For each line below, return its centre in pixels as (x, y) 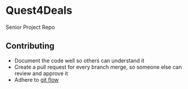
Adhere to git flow (37, 79)
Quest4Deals (39, 11)
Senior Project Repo (30, 27)
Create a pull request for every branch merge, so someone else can (98, 67)
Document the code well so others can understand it (79, 60)
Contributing (30, 46)
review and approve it (41, 73)
